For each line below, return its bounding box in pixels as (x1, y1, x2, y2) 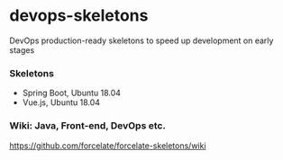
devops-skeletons (9, 5, 149, 26)
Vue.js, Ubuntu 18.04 (22, 97, 101, 108)
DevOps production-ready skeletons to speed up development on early (9, 35, 274, 46)
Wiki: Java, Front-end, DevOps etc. (9, 120, 167, 132)
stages (9, 44, 35, 55)
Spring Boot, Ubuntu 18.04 (22, 87, 122, 99)
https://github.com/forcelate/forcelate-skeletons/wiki (9, 140, 206, 151)
